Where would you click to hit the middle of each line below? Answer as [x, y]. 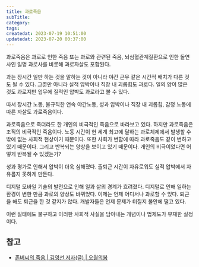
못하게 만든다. [38, 174]
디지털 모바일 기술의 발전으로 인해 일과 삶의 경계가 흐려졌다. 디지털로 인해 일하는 [99, 187]
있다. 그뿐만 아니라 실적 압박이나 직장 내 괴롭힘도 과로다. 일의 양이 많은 [106, 84]
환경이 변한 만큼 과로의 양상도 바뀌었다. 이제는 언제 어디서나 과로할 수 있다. [92, 194]
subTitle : [18, 17]
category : [18, 23]
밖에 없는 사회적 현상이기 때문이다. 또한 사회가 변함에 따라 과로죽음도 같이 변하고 [99, 139]
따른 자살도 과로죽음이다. [35, 112]
